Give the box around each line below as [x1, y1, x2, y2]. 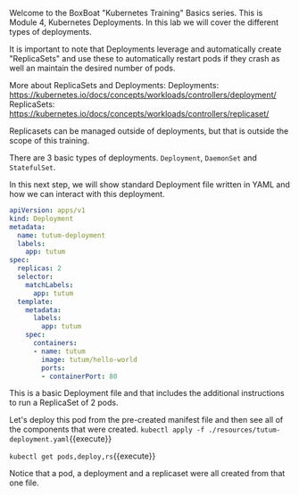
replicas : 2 [17, 264, 62, 273]
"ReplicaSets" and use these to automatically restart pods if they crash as [9, 54, 280, 63]
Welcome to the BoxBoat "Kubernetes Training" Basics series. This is [9, 8, 263, 18]
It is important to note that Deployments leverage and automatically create [9, 44, 282, 54]
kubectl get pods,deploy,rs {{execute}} [9, 450, 156, 462]
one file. [9, 477, 39, 489]
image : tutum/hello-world [41, 355, 138, 364]
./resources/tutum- [208, 425, 281, 435]
